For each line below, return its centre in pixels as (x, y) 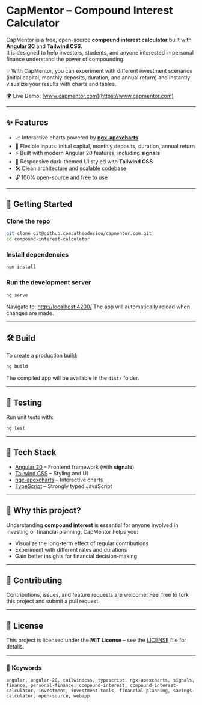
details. (15, 647)
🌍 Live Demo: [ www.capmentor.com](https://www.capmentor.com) (90, 96)
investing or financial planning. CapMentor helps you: (72, 531)
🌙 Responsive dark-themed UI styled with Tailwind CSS (84, 161)
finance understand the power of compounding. (66, 59)
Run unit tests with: (30, 417)
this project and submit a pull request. (53, 601)
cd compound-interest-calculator (48, 239)
